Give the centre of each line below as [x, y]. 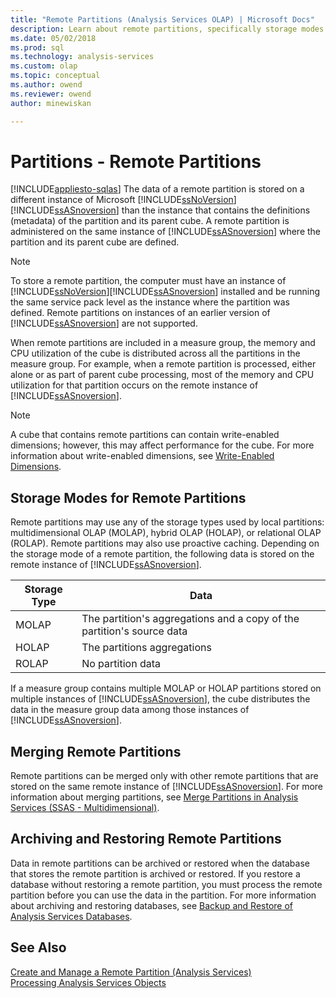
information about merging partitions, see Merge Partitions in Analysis [154, 797]
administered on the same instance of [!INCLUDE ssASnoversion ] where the [166, 232]
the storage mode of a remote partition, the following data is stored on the [162, 554]
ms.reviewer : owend [51, 94]
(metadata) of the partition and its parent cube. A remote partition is [150, 221]
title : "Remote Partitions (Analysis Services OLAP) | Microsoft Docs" [162, 19]
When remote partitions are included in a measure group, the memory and [163, 343]
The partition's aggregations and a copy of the [190, 619]
